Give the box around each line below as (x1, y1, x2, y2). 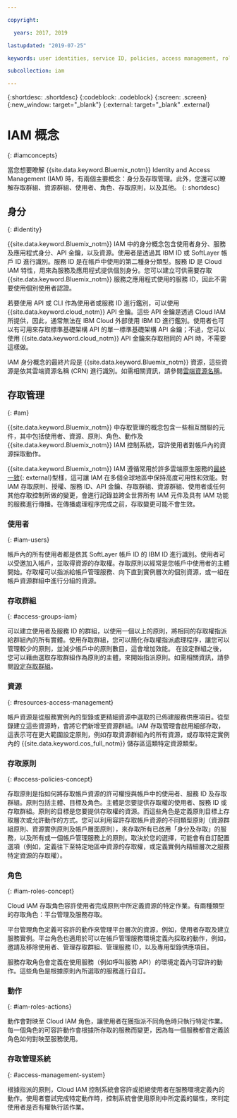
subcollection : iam (7, 68, 65, 75)
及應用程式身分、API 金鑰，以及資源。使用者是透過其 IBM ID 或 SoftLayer (7, 248, 220, 257)
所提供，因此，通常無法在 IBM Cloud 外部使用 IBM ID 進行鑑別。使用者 (7, 316, 212, 324)
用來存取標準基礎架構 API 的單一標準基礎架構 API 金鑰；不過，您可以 (25, 325, 226, 334)
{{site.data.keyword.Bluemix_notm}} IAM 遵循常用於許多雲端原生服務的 (7, 464, 214, 473)
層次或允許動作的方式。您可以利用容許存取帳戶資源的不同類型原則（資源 (13, 815, 224, 824)
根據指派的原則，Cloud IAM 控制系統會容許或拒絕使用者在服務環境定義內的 (7, 1085, 225, 1093)
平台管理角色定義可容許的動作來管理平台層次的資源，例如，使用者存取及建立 (7, 925, 230, 934)
